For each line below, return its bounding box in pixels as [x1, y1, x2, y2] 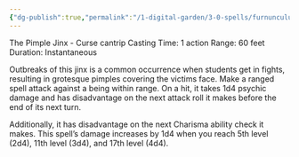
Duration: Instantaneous [9, 46, 98, 58]
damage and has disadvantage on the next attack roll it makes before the [9, 92, 278, 103]
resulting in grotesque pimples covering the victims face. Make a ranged [9, 73, 275, 84]
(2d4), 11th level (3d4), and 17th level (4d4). [9, 137, 169, 148]
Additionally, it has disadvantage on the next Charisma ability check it [9, 119, 264, 130]
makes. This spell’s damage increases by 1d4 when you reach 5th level [9, 128, 269, 138]
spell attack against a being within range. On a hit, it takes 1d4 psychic [9, 82, 267, 93]
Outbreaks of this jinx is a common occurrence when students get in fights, [9, 64, 286, 75]
